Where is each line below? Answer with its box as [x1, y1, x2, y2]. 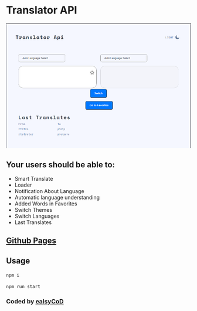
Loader [14, 181, 32, 188]
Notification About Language [14, 187, 84, 194]
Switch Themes [14, 206, 53, 213]
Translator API [6, 4, 77, 17]
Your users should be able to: [6, 160, 116, 170]
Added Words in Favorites [14, 200, 77, 207]
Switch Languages [14, 212, 60, 219]
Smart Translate [14, 175, 53, 182]
